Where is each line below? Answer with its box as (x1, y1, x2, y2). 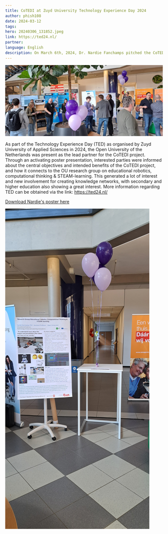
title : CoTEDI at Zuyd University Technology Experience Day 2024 (5, 8, 146, 13)
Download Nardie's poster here (5, 198, 69, 205)
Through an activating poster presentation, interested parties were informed (5, 157, 162, 163)
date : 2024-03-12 (5, 19, 41, 24)
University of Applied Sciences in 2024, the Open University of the (5, 146, 142, 152)
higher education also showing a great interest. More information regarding (5, 183, 160, 190)
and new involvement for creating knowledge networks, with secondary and (5, 178, 162, 184)
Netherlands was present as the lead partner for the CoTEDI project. (5, 152, 146, 158)
